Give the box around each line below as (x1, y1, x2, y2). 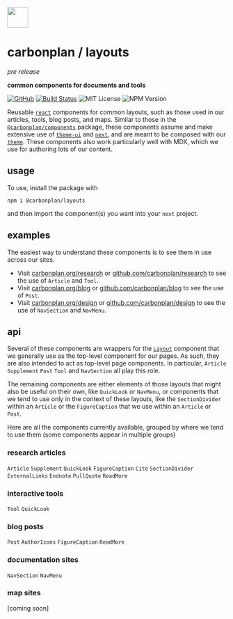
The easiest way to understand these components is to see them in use (7, 248, 212, 256)
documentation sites (7, 555, 79, 565)
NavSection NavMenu (7, 572, 63, 579)
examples (7, 230, 51, 242)
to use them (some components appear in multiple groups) (7, 430, 176, 439)
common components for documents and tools (7, 81, 146, 89)
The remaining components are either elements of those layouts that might (7, 380, 221, 389)
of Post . (17, 291, 40, 299)
